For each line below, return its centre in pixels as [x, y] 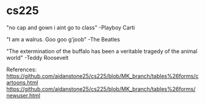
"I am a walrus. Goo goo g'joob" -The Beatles [63, 39]
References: [21, 69]
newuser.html [23, 95]
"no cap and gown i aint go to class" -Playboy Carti [71, 27]
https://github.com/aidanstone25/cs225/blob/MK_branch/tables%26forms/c [103, 76]
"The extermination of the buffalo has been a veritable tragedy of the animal [102, 51]
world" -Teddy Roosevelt [38, 57]
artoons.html [22, 82]
